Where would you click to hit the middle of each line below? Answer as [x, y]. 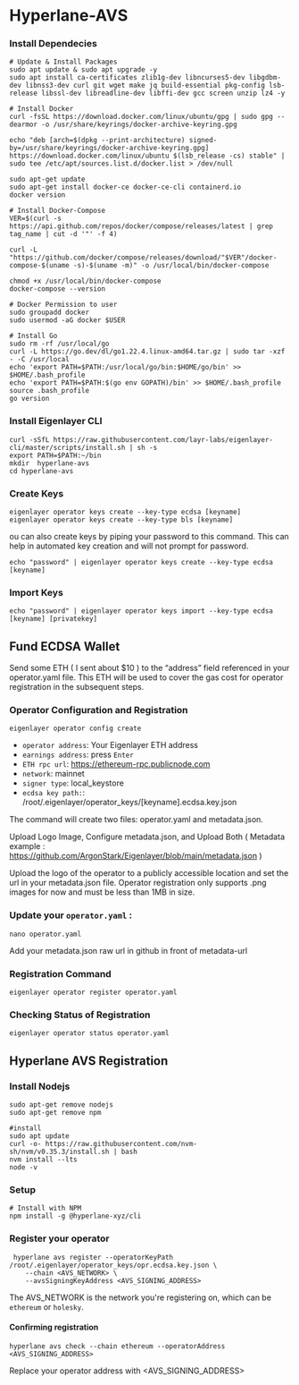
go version [29, 399]
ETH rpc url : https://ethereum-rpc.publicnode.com [116, 764]
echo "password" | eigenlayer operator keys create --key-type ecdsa [141, 563]
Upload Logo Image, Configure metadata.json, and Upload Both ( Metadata [147, 837]
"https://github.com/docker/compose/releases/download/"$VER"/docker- [143, 258]
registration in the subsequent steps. [77, 687]
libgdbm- [265, 78]
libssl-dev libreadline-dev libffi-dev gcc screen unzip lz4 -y [163, 93]
